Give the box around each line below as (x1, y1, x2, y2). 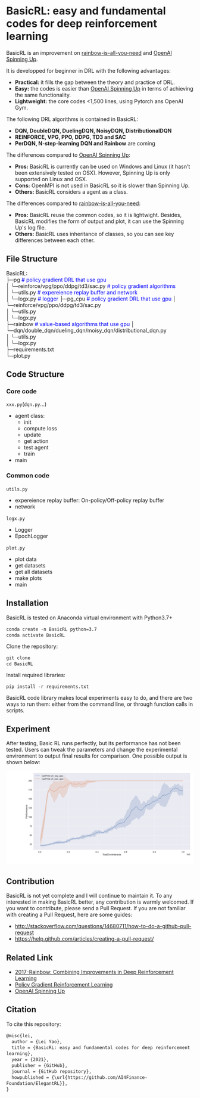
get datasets (14, 562, 46, 569)
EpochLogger (14, 532, 49, 539)
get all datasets (14, 568, 52, 575)
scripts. (6, 706, 25, 714)
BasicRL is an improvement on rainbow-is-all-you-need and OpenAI (6, 49, 173, 56)
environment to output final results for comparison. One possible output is (6, 752, 187, 759)
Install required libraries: (6, 671, 65, 678)
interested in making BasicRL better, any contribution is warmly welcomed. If (6, 898, 194, 905)
